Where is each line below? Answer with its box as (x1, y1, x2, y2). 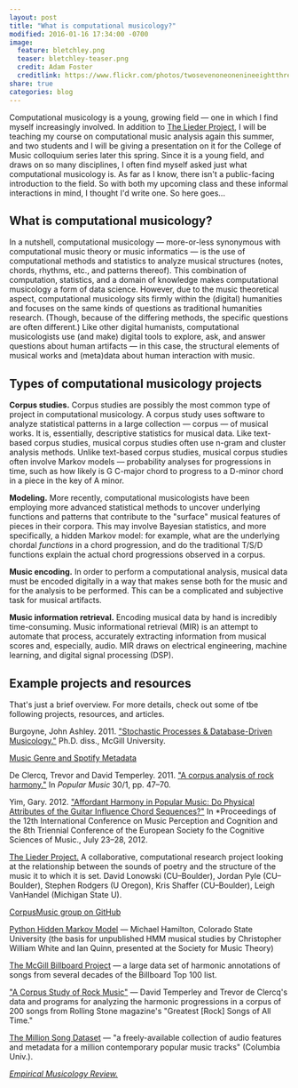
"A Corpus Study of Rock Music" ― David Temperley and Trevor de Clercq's (9, 987, 288, 997)
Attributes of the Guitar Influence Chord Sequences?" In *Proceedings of (9, 806, 277, 817)
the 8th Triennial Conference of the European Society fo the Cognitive (9, 825, 264, 835)
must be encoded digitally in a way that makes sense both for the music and (9, 576, 288, 587)
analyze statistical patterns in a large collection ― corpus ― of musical (9, 419, 269, 430)
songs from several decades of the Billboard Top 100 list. (9, 969, 217, 979)
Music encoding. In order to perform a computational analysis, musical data (9, 567, 288, 577)
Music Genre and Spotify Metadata (9, 753, 137, 763)
